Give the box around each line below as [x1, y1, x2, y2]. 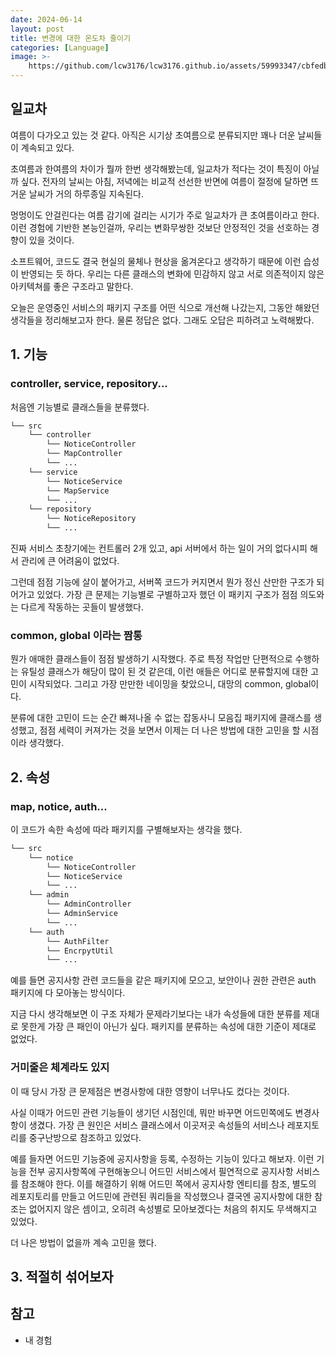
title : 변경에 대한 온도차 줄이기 [10, 33, 131, 43]
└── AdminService [46, 909, 118, 919]
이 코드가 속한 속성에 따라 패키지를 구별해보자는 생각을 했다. [10, 823, 243, 835]
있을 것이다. [28, 234, 75, 246]
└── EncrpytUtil [46, 946, 114, 956]
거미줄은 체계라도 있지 [10, 1061, 110, 1075]
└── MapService [46, 486, 110, 496]
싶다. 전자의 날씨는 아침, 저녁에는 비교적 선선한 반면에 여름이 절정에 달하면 [20, 175, 309, 187]
